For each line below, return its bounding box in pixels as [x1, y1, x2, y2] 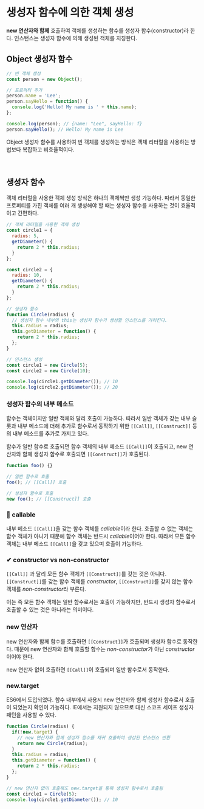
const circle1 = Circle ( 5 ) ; [6, 791, 78, 797]
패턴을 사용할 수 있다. [6, 711, 56, 718]
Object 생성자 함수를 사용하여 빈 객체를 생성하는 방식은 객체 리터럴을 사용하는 [6, 138, 190, 145]
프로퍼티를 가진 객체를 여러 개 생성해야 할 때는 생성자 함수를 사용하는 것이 [6, 202, 180, 209]
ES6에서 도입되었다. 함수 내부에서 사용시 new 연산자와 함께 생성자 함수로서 [6, 696, 184, 703]
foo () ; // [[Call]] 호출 [6, 479, 67, 485]
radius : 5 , [12, 233, 39, 239]
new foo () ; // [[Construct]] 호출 [6, 496, 91, 502]
